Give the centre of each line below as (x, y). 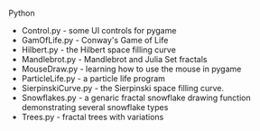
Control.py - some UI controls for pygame (99, 30)
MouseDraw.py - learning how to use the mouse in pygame (131, 69)
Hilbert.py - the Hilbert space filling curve (99, 50)
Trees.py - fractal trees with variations (93, 117)
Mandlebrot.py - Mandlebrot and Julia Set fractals (114, 59)
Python (22, 13)
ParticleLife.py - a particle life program (93, 79)
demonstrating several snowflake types (95, 107)
